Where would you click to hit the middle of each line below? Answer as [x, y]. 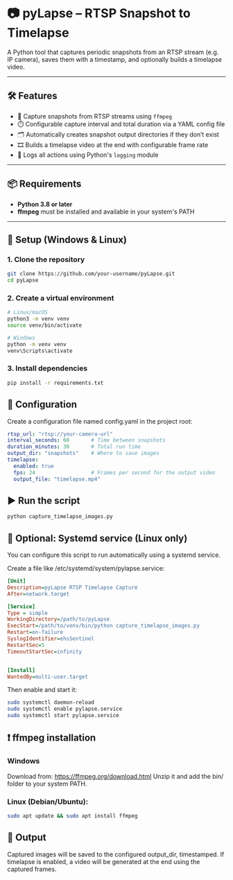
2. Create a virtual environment [61, 297]
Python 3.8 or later [45, 204]
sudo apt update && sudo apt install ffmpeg [72, 816]
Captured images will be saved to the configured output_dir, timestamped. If [116, 854]
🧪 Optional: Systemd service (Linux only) [97, 538]
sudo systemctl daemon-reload [51, 702]
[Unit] [17, 581]
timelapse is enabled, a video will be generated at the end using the [104, 861]
